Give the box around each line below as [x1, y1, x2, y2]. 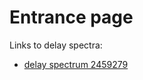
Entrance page [9, 6, 134, 29]
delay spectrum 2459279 [23, 58, 129, 70]
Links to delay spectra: [9, 39, 103, 51]
